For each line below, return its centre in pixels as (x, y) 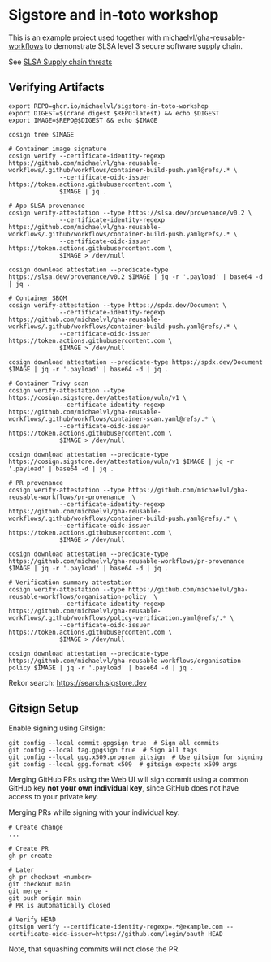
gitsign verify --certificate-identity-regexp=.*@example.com (116, 927)
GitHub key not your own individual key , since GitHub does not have (124, 788)
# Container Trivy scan (49, 383)
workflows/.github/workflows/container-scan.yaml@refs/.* (108, 419)
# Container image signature (58, 149)
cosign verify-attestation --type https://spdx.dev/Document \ (118, 305)
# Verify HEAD (32, 920)
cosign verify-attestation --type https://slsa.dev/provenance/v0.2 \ (130, 213)
